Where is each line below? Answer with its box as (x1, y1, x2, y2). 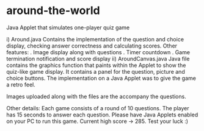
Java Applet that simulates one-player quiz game (6, 24, 130, 31)
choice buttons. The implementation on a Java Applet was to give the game (6, 74, 197, 82)
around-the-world (6, 4, 100, 18)
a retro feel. (6, 80, 35, 88)
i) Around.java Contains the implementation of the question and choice (6, 35, 184, 43)
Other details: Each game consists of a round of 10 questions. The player (6, 104, 189, 112)
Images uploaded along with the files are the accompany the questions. (6, 93, 186, 100)
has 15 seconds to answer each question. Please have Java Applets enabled (6, 111, 199, 118)
